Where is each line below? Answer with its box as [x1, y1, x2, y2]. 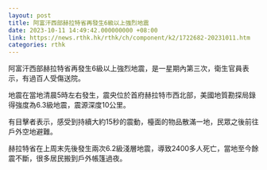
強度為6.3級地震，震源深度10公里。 [14, 100, 131, 110]
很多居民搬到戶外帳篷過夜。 [35, 153, 127, 163]
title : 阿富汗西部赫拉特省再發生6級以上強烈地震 [8, 19, 149, 27]
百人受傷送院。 [35, 74, 85, 83]
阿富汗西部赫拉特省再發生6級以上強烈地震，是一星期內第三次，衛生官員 [8, 64, 242, 74]
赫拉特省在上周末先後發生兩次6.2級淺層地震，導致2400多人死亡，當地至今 [8, 144, 252, 153]
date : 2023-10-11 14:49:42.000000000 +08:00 [8, 26, 158, 34]
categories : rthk [8, 41, 66, 49]
